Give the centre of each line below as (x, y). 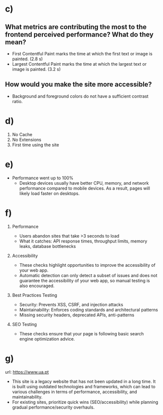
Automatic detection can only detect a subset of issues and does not (88, 275)
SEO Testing (25, 324)
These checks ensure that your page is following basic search (81, 333)
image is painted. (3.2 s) (36, 69)
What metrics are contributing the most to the (76, 27)
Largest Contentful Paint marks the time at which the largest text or (79, 64)
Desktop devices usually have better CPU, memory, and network (84, 183)
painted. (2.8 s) (27, 59)
